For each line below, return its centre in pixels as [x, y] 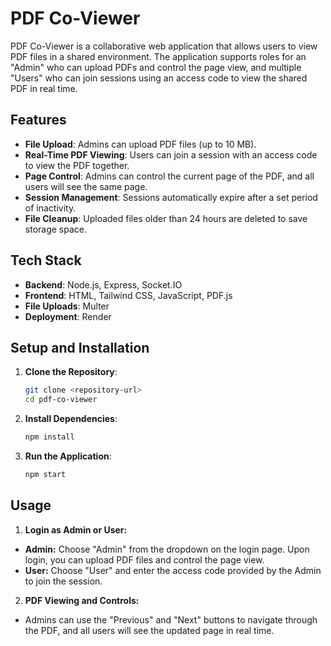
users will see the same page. [86, 186]
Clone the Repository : [71, 372]
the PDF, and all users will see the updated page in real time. [149, 630]
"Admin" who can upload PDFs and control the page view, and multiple [156, 67]
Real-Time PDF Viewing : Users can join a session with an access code [171, 154]
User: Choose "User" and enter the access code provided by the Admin [173, 570]
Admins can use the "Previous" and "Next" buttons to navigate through [171, 619]
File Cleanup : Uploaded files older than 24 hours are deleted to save [166, 218]
